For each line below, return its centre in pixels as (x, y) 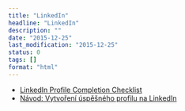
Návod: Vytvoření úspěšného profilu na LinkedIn (98, 98)
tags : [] (23, 60)
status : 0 (25, 52)
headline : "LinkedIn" (44, 23)
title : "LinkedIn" (38, 15)
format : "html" (33, 67)
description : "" (35, 30)
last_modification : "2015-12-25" (63, 45)
